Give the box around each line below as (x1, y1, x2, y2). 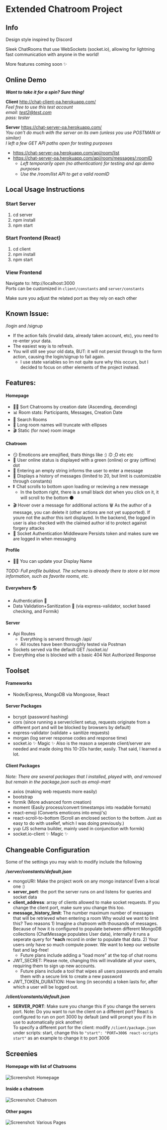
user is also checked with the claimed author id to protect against (12, 519, 147, 526)
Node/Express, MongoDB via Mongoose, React (12, 691, 110, 697)
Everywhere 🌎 (5, 585, 37, 591)
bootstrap (12, 794, 33, 800)
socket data (12, 894, 37, 900)
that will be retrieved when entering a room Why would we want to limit (12, 915, 159, 921)
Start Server (5, 200, 36, 207)
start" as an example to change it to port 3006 (12, 1035, 110, 1041)
